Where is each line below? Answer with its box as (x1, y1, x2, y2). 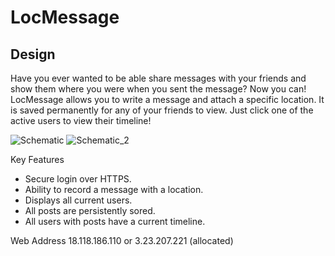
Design (10, 46, 56, 63)
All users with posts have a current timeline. (24, 216, 206, 227)
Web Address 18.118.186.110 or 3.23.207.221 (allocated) (10, 235, 234, 246)
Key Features (10, 154, 65, 165)
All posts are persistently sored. (24, 205, 156, 216)
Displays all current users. (24, 194, 133, 206)
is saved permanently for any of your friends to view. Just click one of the (10, 104, 314, 116)
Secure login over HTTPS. (24, 173, 132, 185)
